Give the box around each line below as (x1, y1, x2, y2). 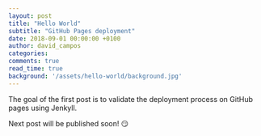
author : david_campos (8, 42, 82, 50)
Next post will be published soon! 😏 (8, 118, 129, 128)
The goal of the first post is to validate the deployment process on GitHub (8, 94, 253, 104)
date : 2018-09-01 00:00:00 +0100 (8, 34, 121, 43)
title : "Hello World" (8, 19, 82, 28)
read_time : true (8, 65, 63, 73)
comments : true (8, 57, 60, 66)
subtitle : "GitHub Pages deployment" (8, 27, 136, 35)
